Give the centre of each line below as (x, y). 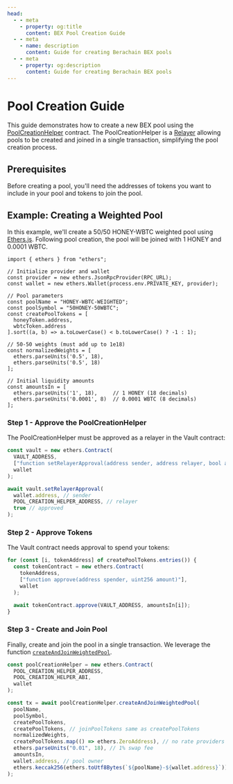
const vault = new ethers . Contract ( (60, 451)
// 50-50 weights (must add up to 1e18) (67, 344)
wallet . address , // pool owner (59, 761)
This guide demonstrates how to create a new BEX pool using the (101, 125)
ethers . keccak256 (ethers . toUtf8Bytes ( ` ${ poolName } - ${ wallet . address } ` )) (121, 767)
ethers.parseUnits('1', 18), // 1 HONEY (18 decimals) (101, 393)
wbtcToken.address (40, 326)
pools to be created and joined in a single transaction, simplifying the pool (113, 140)
